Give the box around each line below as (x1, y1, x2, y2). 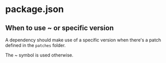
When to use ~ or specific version (5, 24, 114, 32)
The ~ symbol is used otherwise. (5, 52, 73, 58)
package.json (5, 4, 64, 15)
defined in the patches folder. (5, 42, 66, 48)
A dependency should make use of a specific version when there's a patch (5, 37, 161, 43)
